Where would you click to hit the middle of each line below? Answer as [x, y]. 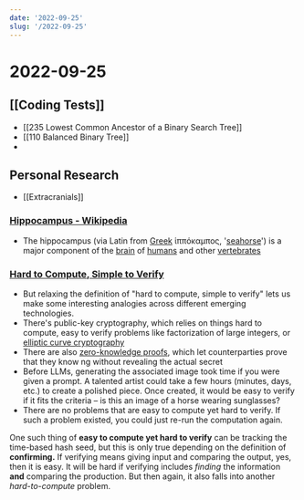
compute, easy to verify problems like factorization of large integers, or [156, 332]
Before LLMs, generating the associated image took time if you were [151, 371]
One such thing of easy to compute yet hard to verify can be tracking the [148, 437]
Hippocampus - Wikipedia [68, 221]
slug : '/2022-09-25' [49, 26]
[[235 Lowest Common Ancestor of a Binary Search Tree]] [132, 127]
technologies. [48, 313]
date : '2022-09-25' [47, 18]
